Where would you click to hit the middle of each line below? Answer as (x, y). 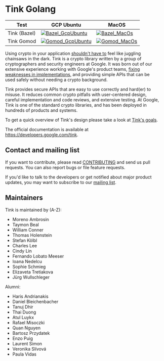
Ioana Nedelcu (27, 261)
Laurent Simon (27, 343)
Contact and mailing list (42, 150)
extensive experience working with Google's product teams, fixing (73, 69)
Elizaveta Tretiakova (33, 272)
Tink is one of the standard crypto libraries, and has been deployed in (76, 105)
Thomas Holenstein (32, 235)
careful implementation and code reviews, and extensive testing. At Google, (82, 99)
